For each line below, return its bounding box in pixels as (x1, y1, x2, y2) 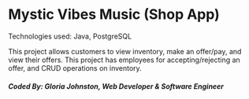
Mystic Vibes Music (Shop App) (8, 5, 221, 24)
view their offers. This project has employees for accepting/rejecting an (8, 55, 240, 64)
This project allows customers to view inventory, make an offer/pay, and (8, 46, 242, 56)
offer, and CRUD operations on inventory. (8, 63, 142, 72)
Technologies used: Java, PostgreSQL (8, 31, 132, 41)
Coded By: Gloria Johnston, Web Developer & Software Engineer (8, 81, 225, 91)
